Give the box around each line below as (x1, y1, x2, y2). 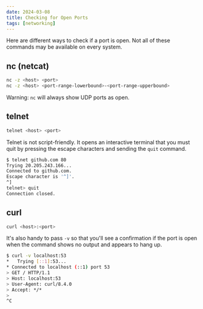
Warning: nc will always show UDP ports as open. (6, 94, 129, 101)
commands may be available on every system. (6, 43, 123, 50)
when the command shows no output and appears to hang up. (6, 241, 162, 248)
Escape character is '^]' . (6, 174, 75, 180)
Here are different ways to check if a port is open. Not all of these (6, 37, 170, 44)
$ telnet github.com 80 (6, 156, 67, 163)
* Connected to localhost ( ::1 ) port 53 (6, 264, 111, 271)
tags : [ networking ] (6, 20, 56, 26)
